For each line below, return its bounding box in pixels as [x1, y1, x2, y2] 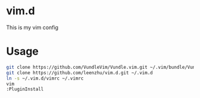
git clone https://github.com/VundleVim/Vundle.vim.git [6, 64, 148, 70]
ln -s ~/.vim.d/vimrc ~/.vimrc [6, 75, 84, 81]
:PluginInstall [6, 86, 44, 93]
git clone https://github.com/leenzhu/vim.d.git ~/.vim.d [6, 69, 153, 75]
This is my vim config [6, 24, 58, 31]
